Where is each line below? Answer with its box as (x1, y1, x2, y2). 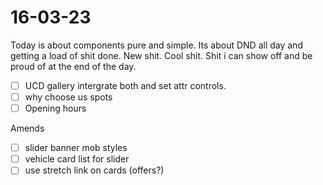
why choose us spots (24, 91, 113, 103)
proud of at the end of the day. (10, 60, 137, 72)
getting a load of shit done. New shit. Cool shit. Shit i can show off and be (10, 49, 313, 61)
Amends (10, 122, 45, 135)
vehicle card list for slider (24, 153, 130, 165)
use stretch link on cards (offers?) (24, 164, 165, 176)
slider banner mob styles (24, 142, 128, 154)
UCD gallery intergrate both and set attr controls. (24, 79, 227, 91)
